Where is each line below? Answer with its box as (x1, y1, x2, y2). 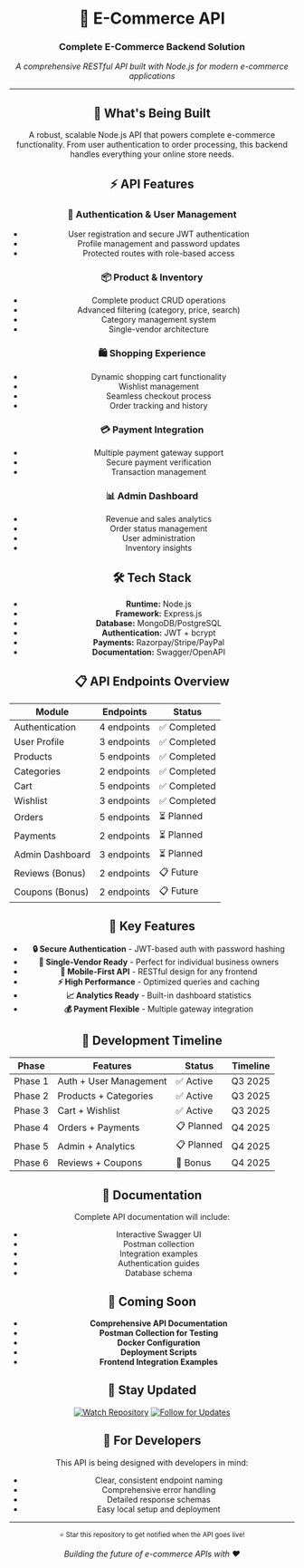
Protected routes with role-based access (82, 247, 235, 258)
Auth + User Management (57, 1075, 167, 1088)
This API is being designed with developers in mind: (55, 1457, 249, 1467)
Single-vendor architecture (108, 324, 210, 334)
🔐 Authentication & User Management (67, 208, 237, 220)
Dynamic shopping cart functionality (90, 371, 227, 382)
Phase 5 (14, 1139, 50, 1152)
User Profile (14, 735, 65, 748)
